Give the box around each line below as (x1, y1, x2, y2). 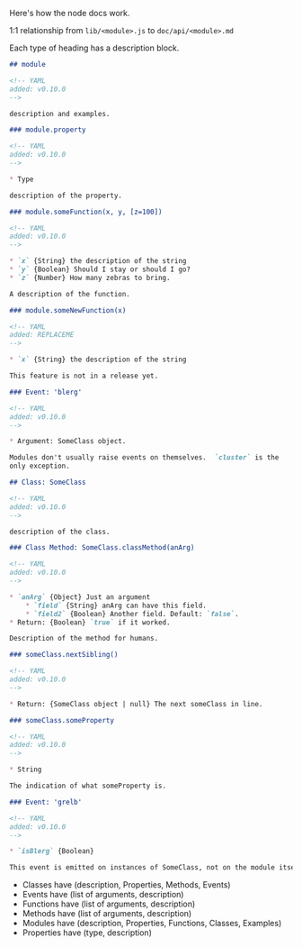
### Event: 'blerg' (9, 387, 83, 396)
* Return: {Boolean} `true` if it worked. (9, 617, 171, 627)
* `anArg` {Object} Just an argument (9, 592, 151, 602)
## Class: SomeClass (9, 478, 87, 487)
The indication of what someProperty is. (9, 781, 167, 790)
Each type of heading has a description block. (9, 42, 180, 53)
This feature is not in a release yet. (9, 371, 159, 380)
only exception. (9, 461, 70, 471)
